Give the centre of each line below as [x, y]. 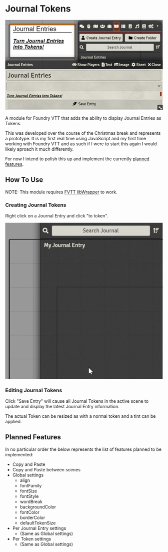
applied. [13, 422]
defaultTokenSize [38, 523]
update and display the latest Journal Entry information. [62, 407]
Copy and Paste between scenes [46, 469]
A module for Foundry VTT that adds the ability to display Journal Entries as [83, 118]
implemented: [19, 454]
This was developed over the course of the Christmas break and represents [83, 133]
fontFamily [31, 485]
